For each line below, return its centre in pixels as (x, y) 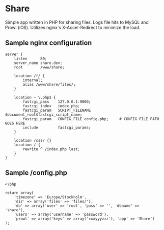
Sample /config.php (36, 173)
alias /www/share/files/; (49, 84)
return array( (20, 193)
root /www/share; (39, 67)
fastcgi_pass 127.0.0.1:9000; (57, 101)
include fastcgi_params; (57, 128)
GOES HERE (15, 123)
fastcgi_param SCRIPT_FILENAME (57, 110)
